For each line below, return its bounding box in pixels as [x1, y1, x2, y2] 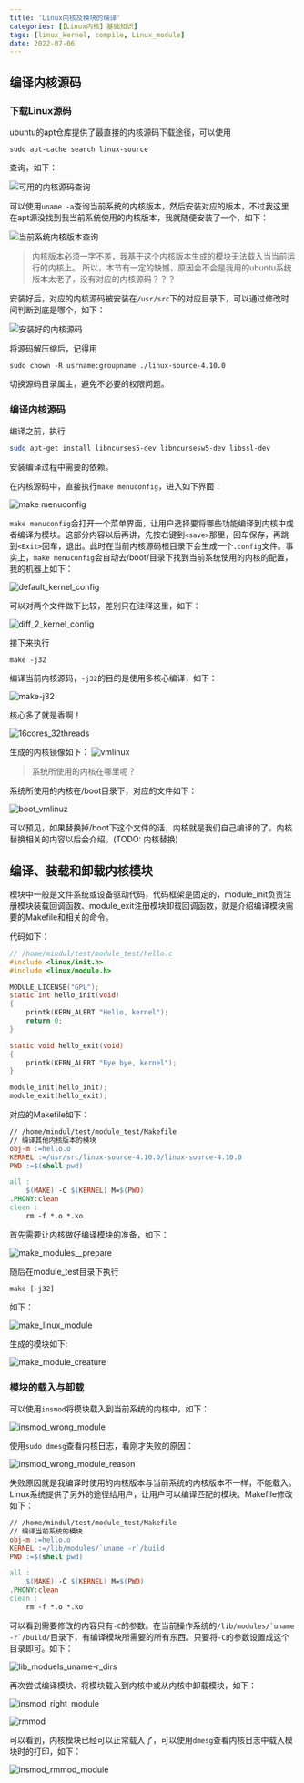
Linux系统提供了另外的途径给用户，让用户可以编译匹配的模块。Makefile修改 [9, 1489, 293, 1500]
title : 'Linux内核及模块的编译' [9, 13, 121, 23]
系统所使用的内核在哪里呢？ [31, 766, 137, 777]
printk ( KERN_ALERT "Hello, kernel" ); [25, 1008, 169, 1017]
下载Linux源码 [9, 104, 72, 117]
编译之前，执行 [9, 425, 66, 437]
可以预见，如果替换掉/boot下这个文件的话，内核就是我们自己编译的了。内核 [9, 822, 293, 833]
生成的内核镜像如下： [9, 747, 89, 758]
